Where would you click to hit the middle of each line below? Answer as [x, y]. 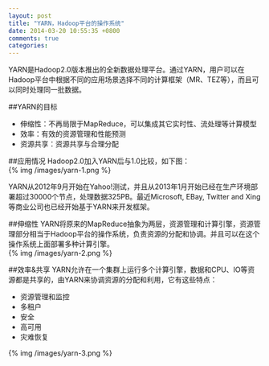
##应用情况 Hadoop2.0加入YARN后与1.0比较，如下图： [99, 161]
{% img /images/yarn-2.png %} [60, 253]
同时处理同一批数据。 [50, 90]
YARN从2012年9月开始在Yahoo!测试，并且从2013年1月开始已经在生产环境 [130, 187]
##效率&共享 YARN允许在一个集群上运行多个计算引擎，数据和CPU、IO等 [128, 269]
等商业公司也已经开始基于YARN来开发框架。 [81, 207]
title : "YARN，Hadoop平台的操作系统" [67, 23]
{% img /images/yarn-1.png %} [60, 171]
